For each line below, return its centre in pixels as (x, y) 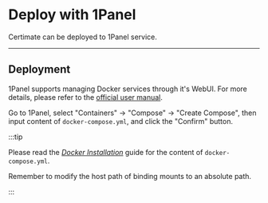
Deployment (39, 70)
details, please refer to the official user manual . (86, 97)
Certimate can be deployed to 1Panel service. (83, 37)
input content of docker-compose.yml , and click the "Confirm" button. (121, 121)
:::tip (16, 137)
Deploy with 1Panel (72, 15)
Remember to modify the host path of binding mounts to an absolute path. (130, 176)
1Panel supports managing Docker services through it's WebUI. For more (128, 89)
